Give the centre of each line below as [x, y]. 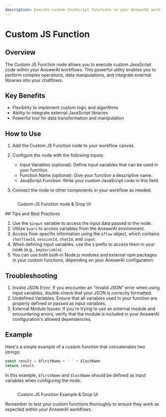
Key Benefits [25, 96]
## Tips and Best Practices [33, 214]
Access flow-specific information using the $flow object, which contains [86, 234]
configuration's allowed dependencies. [52, 319]
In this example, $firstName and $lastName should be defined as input [76, 375]
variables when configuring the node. [43, 380]
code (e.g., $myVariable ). [38, 250]
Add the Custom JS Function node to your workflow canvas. [73, 146]
